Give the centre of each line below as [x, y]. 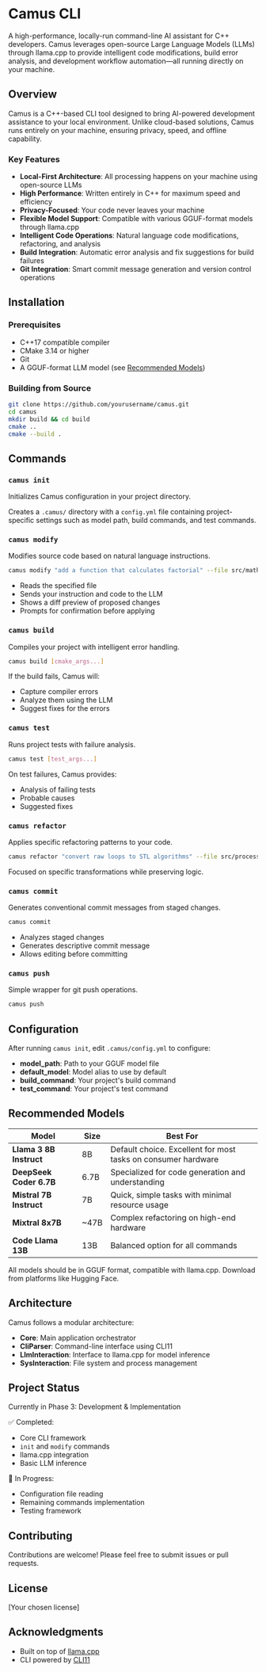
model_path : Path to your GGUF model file [89, 1063]
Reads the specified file [58, 586]
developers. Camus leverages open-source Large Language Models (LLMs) [132, 44]
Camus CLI [45, 14]
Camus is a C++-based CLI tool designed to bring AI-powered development [132, 113]
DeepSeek [32, 1172]
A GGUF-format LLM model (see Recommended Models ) [112, 367]
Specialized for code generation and [178, 1172]
